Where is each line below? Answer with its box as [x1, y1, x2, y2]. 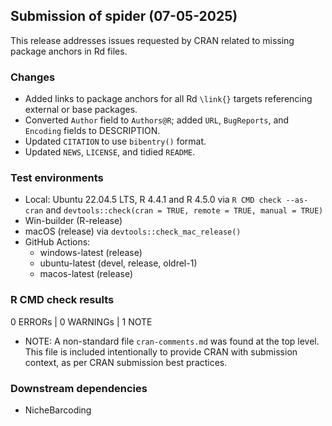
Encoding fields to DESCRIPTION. [24, 125, 161, 137]
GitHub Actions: [24, 236, 91, 248]
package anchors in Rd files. [10, 45, 128, 57]
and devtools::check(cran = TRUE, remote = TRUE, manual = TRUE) [45, 204, 324, 216]
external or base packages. [24, 104, 138, 116]
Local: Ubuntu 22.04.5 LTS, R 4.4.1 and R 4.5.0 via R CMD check [24, 194, 282, 206]
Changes [10, 70, 56, 84]
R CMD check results [10, 293, 115, 307]
